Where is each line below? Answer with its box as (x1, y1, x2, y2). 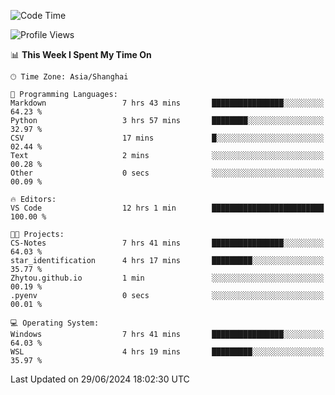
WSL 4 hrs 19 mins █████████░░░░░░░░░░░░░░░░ (10, 347, 325, 357)
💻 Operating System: (10, 318, 100, 328)
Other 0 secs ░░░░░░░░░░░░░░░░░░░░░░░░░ (10, 168, 325, 178)
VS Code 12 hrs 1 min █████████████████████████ (10, 203, 325, 213)
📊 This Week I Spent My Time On (10, 49, 152, 60)
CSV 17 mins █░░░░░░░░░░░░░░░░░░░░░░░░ (10, 133, 325, 143)
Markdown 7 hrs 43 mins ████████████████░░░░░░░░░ (10, 98, 325, 108)
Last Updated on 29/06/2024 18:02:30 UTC (10, 373, 190, 385)
